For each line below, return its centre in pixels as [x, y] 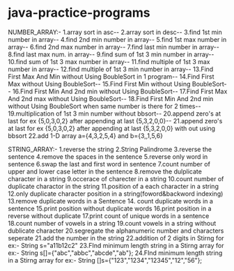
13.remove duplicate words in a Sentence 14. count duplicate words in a [110, 201]
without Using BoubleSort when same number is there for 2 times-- [104, 106]
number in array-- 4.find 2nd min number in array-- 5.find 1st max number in [117, 39]
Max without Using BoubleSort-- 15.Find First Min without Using [99, 84]
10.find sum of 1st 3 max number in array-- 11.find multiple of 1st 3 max [109, 61]
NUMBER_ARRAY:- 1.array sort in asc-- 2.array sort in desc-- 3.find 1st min [115, 32]
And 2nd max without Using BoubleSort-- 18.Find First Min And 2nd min [111, 98]
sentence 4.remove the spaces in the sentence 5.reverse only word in [108, 156]
